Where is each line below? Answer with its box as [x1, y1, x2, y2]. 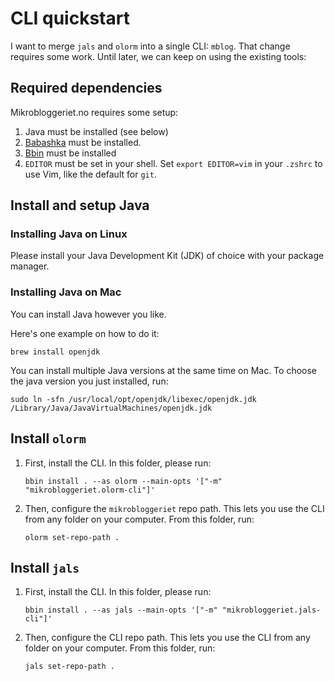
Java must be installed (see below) [24, 125, 169, 137]
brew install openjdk [10, 347, 101, 357]
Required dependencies [10, 80, 163, 97]
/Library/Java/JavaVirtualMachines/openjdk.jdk [10, 403, 213, 413]
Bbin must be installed [24, 147, 117, 159]
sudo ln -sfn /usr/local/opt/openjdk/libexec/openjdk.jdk [10, 394, 257, 404]
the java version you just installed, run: [10, 375, 169, 387]
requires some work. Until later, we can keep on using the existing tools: [10, 50, 307, 62]
